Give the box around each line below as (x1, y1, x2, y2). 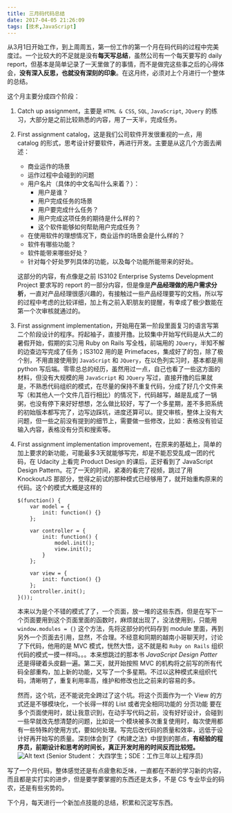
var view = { (30, 570, 68, 577)
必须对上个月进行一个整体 (151, 69, 225, 77)
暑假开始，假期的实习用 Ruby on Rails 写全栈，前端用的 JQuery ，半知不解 (17, 339, 225, 347)
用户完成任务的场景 (37, 197, 93, 205)
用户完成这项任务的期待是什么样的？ (37, 214, 142, 222)
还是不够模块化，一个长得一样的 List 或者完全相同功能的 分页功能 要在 (23, 700, 222, 708)
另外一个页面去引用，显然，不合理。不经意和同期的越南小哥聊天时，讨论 (17, 633, 223, 641)
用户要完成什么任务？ (37, 206, 99, 214)
